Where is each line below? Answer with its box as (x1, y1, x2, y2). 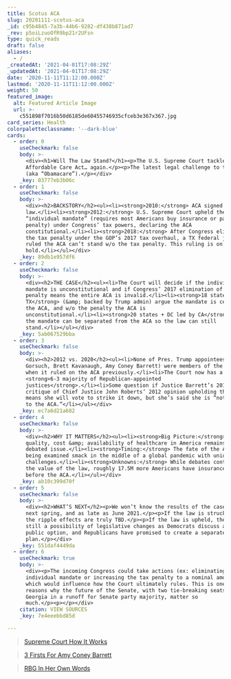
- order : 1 (13, 183, 45, 190)
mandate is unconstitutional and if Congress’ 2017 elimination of (25, 285, 223, 293)
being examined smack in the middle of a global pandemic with (25, 452, 211, 459)
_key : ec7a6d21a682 (19, 407, 76, 414)
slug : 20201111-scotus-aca (7, 17, 85, 23)
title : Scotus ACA (7, 10, 60, 17)
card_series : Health (7, 119, 67, 126)
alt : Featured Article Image (13, 100, 97, 107)
